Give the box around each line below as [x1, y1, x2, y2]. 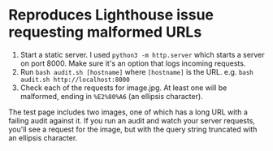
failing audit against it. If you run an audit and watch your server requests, [8, 115, 256, 125]
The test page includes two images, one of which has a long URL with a [8, 107, 248, 117]
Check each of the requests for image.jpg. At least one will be [19, 83, 227, 93]
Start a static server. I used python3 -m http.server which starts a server [19, 50, 265, 59]
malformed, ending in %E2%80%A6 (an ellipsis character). [19, 91, 203, 101]
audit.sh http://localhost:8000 [19, 75, 130, 84]
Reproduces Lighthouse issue [8, 6, 214, 24]
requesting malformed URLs [8, 23, 202, 41]
